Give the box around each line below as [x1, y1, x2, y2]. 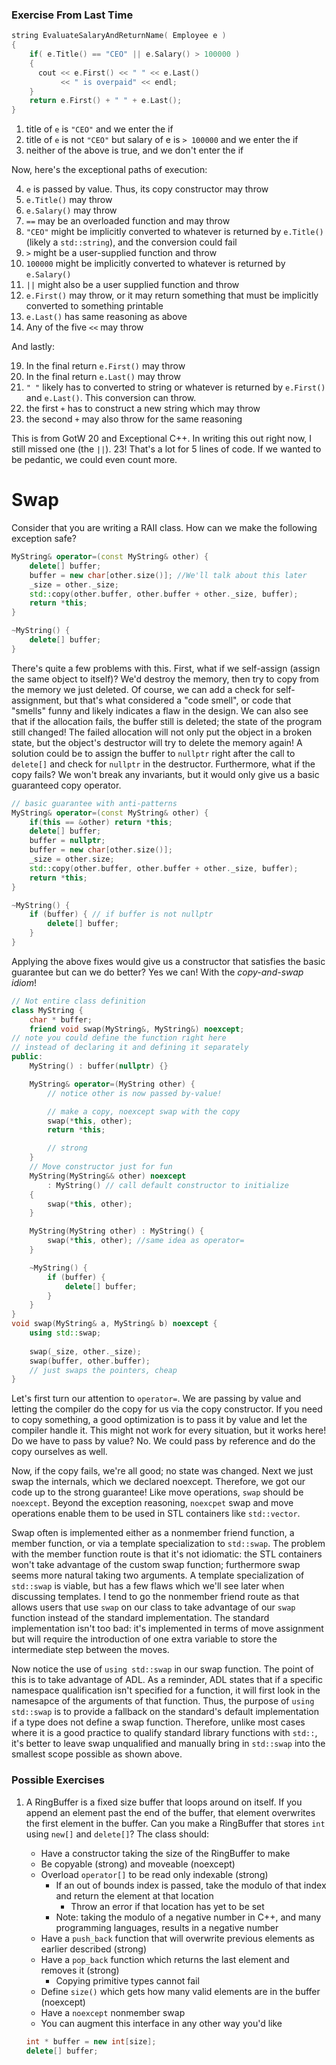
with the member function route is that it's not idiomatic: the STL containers [11, 1548, 323, 1560]
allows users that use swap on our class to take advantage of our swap [11, 1601, 296, 1613]
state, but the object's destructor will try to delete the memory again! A [11, 736, 303, 748]
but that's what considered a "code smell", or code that [64, 694, 292, 706]
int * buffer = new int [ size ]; [25, 2036, 157, 2047]
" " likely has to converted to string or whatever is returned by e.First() [25, 381, 326, 393]
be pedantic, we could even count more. [11, 454, 178, 466]
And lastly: [11, 341, 56, 353]
